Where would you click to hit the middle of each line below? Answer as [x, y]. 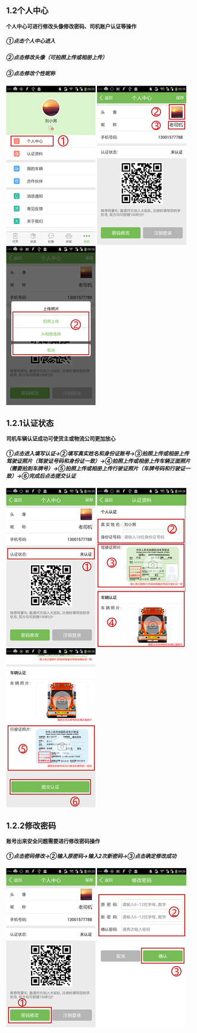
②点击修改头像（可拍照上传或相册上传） [57, 57]
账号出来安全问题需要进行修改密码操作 [53, 841]
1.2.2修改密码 [31, 825]
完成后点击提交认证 [52, 476]
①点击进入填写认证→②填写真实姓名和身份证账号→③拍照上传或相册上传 [98, 453]
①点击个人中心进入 [31, 41]
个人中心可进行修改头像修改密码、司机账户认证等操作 [71, 26]
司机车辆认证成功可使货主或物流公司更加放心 [61, 439]
